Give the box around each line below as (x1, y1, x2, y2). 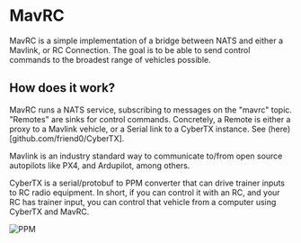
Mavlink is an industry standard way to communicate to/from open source (9, 150, 283, 161)
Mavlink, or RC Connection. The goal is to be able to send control (9, 44, 251, 55)
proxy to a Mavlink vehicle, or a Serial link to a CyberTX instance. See (9, 123, 267, 134)
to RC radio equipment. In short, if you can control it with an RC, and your (9, 186, 280, 198)
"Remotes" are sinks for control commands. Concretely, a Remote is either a (9, 113, 291, 124)
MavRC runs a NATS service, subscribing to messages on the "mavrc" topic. (9, 104, 292, 115)
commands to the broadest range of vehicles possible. (9, 54, 211, 65)
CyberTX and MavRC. (9, 206, 90, 217)
